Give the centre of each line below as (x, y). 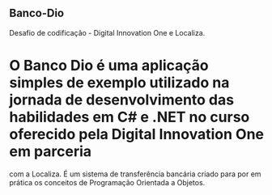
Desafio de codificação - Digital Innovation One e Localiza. (107, 32)
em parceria (51, 151)
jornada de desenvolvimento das (121, 100)
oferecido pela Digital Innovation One (136, 134)
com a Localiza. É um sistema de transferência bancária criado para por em (135, 174)
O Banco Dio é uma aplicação (109, 66)
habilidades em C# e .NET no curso (130, 117)
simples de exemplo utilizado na (119, 83)
